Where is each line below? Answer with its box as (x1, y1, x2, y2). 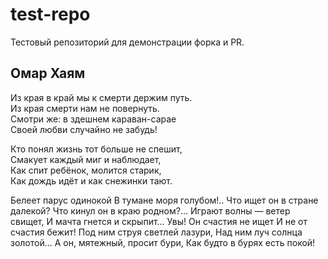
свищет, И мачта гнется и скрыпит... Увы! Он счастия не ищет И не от (10, 215, 308, 227)
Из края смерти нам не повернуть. (10, 102, 160, 114)
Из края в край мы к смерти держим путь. (10, 91, 193, 103)
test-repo (10, 3, 91, 26)
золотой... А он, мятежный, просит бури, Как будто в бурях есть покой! (10, 236, 316, 248)
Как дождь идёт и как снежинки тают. (10, 174, 173, 187)
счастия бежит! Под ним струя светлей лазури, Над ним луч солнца (10, 226, 303, 238)
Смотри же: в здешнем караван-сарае (10, 113, 177, 125)
